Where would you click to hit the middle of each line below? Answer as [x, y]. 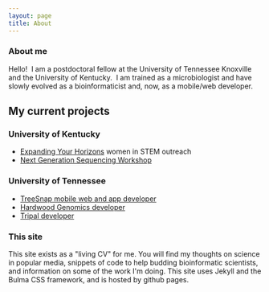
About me [28, 51]
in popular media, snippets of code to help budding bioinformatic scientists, [133, 263]
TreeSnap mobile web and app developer [88, 199]
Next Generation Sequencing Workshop [86, 160]
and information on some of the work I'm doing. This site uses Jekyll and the [135, 271]
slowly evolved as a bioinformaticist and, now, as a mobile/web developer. [131, 86]
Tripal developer [47, 216]
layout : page [30, 16]
